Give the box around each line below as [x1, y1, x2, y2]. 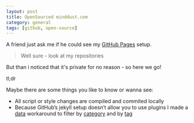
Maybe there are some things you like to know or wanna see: [6, 86, 154, 94]
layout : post [6, 8, 38, 15]
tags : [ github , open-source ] [6, 25, 78, 31]
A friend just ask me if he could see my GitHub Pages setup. [6, 41, 152, 48]
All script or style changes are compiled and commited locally [14, 98, 165, 105]
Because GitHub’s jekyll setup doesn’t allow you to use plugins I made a [14, 104, 188, 111]
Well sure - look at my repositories [20, 52, 104, 59]
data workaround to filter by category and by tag [14, 110, 133, 117]
